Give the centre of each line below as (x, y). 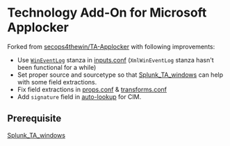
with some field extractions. (57, 82)
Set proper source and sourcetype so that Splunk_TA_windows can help (120, 75)
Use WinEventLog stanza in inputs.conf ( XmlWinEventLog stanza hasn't (115, 60)
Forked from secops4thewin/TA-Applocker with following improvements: (111, 46)
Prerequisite (34, 119)
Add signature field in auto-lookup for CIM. (79, 97)
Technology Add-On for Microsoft (107, 13)
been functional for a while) (57, 67)
